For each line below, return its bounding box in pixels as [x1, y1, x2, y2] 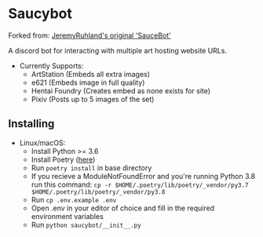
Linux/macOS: [19, 138, 66, 148]
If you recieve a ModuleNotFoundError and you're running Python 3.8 [31, 171, 256, 180]
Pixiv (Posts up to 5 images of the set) [31, 94, 155, 104]
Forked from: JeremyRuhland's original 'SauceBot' [8, 31, 171, 40]
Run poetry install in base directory [31, 162, 152, 173]
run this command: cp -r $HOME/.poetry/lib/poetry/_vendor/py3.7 [31, 180, 249, 189]
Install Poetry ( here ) [31, 155, 96, 164]
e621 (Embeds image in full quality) [31, 78, 145, 87]
